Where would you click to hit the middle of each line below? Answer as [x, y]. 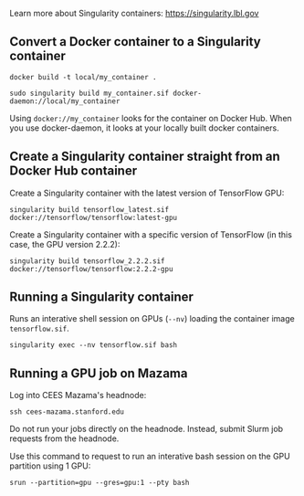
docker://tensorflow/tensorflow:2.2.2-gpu [91, 269]
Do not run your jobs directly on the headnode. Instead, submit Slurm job [147, 429]
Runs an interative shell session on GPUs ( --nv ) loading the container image [152, 319]
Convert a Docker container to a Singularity [136, 42]
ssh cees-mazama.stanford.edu [67, 412]
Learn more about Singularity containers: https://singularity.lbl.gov [134, 13]
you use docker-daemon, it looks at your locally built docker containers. [145, 128]
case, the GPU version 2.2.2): [65, 244]
